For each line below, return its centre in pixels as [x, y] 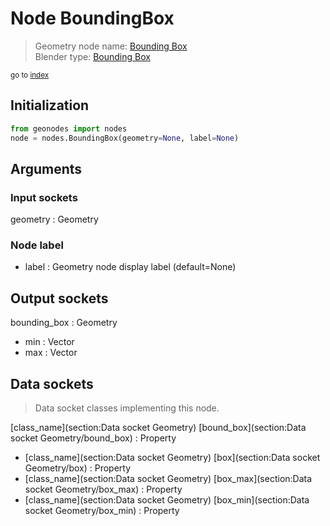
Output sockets [59, 298]
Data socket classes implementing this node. [127, 408]
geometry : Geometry [54, 219]
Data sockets [52, 383]
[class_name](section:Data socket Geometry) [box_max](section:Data [168, 479]
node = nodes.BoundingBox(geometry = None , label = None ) [125, 138]
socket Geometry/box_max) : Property [103, 489]
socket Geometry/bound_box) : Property [93, 438]
